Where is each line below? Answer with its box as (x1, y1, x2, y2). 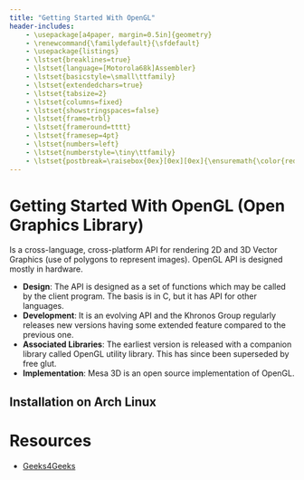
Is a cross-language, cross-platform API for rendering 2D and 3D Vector (9, 245, 278, 255)
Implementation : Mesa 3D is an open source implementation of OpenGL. (22, 368, 296, 379)
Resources (9, 431, 92, 451)
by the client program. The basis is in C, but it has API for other (22, 291, 258, 302)
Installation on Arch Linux (9, 394, 157, 409)
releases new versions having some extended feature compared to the (22, 320, 287, 331)
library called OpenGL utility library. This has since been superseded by (22, 349, 290, 360)
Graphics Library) (9, 215, 145, 235)
